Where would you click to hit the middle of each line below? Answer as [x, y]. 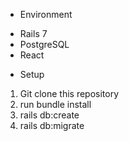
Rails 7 [33, 33]
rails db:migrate [52, 125]
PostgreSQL [44, 44]
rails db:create [49, 115]
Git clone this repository [69, 93]
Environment [46, 14]
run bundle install [55, 104]
